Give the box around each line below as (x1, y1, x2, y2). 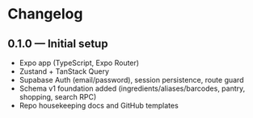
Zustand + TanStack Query (19, 67, 110, 76)
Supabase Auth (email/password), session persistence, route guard (19, 75, 244, 84)
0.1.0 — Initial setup (7, 37, 108, 51)
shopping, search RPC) (19, 92, 97, 101)
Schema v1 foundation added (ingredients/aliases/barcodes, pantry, (19, 83, 246, 93)
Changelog (7, 5, 83, 23)
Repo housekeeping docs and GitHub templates (19, 101, 179, 110)
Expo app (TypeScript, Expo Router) (19, 58, 139, 67)
